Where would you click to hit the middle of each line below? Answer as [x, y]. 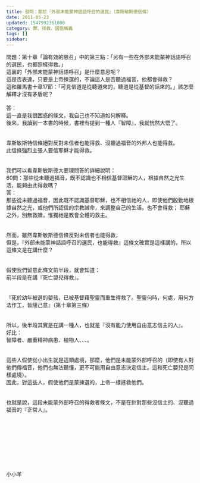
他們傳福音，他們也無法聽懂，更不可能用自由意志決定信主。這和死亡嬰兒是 [97, 367]
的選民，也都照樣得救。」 [36, 64]
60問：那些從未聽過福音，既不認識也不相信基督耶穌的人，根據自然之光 [93, 178]
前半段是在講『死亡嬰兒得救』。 [44, 277]
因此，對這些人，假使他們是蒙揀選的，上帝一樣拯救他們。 [76, 382]
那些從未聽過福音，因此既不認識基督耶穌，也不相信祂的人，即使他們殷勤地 [97, 200]
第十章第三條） [74, 305]
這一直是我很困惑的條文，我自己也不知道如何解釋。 [69, 115]
